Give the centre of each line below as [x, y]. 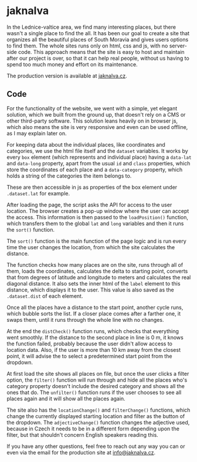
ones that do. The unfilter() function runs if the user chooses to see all [94, 392]
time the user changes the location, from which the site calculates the [91, 247]
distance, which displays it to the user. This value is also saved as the [91, 290]
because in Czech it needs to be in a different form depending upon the [93, 429]
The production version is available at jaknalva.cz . [67, 76]
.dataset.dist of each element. [45, 296]
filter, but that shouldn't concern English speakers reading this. [83, 434]
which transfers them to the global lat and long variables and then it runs [95, 223]
